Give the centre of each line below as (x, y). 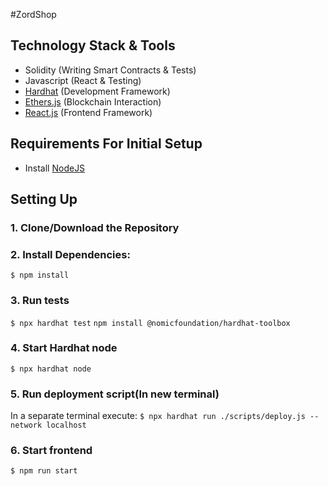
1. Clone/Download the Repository (95, 227)
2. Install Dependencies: (70, 254)
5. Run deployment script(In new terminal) (115, 394)
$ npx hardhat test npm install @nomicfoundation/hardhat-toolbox (150, 323)
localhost (66, 425)
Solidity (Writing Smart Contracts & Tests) (110, 70)
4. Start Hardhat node (64, 348)
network (26, 425)
